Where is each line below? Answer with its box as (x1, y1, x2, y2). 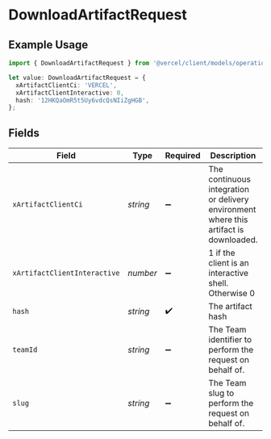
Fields (8, 126, 40, 140)
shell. (208, 278, 229, 289)
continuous (208, 174, 252, 185)
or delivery (208, 194, 249, 205)
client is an (208, 257, 250, 269)
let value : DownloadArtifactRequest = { (8, 73, 147, 82)
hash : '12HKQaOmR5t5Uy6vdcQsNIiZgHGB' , (15, 96, 150, 104)
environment (208, 204, 256, 215)
